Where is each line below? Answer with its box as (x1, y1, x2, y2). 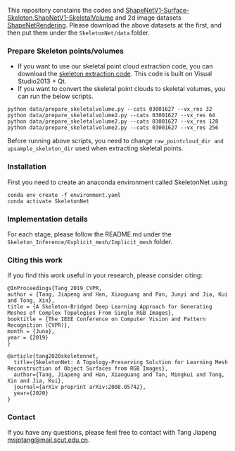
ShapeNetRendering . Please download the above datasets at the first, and (7, 21, 222, 29)
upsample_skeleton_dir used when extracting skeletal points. (7, 144, 184, 152)
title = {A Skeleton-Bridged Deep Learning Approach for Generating (7, 303, 212, 311)
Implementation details (7, 214, 88, 224)
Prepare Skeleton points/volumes (7, 46, 125, 56)
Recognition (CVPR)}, (7, 322, 71, 329)
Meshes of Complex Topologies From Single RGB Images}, (7, 310, 174, 317)
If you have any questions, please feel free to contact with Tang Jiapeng (7, 428, 217, 437)
